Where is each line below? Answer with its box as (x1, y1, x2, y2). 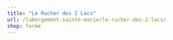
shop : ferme (7, 22, 41, 29)
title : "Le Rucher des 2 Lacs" (7, 9, 96, 17)
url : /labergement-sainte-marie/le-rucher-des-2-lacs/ (7, 16, 167, 23)
